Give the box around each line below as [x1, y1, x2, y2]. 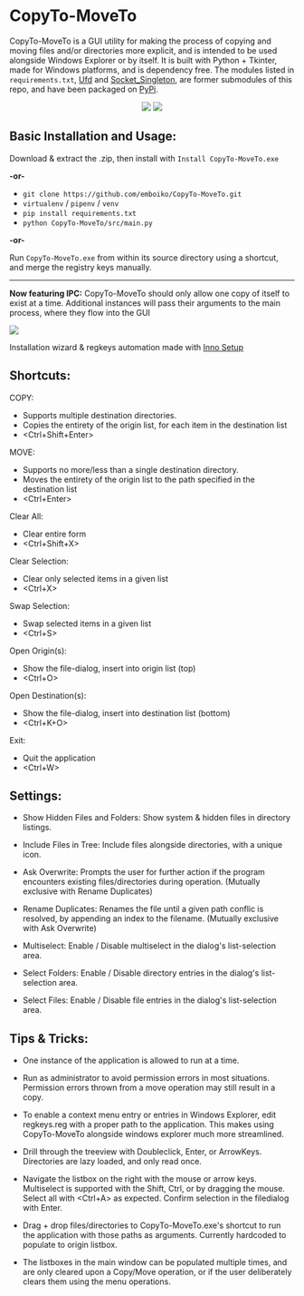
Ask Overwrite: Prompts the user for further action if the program [22, 867, 265, 878]
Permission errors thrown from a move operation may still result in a [22, 1082, 276, 1094]
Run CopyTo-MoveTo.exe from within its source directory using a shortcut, [9, 251, 279, 263]
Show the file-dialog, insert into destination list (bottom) [22, 707, 231, 718]
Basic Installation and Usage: [9, 129, 177, 144]
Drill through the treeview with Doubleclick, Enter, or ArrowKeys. [22, 1146, 262, 1157]
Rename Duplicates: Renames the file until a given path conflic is [22, 904, 264, 915]
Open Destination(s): [9, 690, 87, 701]
